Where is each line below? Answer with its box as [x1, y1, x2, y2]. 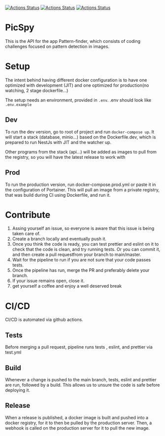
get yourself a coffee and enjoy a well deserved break [12, 283, 122, 289]
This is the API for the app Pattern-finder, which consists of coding [5, 38, 141, 44]
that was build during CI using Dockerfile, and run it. [5, 192, 111, 198]
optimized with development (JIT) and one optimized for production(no [5, 82, 149, 88]
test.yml [5, 349, 22, 355]
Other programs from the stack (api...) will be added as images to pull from [5, 148, 157, 155]
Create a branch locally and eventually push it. [12, 236, 107, 242]
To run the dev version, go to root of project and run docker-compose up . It [5, 129, 154, 135]
